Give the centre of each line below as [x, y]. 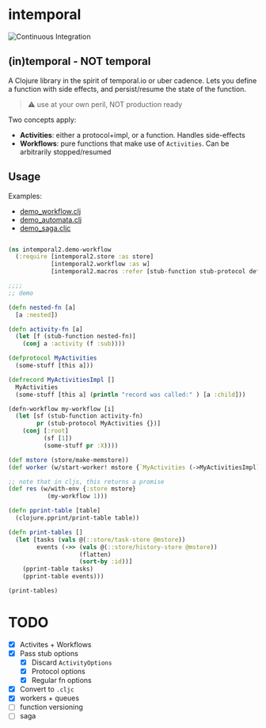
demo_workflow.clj [50, 211]
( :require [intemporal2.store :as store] [85, 257]
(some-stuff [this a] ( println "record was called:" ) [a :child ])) [131, 394]
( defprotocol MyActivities [53, 358]
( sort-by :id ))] [106, 562]
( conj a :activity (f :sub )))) [74, 344]
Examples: [25, 196]
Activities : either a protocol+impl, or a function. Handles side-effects [132, 135]
